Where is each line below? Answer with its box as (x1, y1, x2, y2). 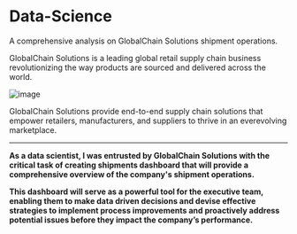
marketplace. (9, 124, 57, 135)
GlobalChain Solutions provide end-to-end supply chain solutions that (9, 105, 263, 116)
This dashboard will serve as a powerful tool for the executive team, (9, 186, 263, 197)
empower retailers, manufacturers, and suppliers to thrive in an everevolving (9, 115, 287, 126)
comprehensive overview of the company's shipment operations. (9, 168, 255, 179)
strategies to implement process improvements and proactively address (9, 205, 280, 215)
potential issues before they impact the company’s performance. (9, 214, 254, 225)
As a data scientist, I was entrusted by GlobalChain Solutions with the (9, 150, 270, 160)
